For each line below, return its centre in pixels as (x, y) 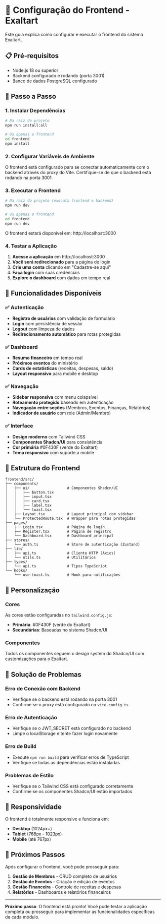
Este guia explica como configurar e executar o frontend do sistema (74, 34)
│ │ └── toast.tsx (28, 510)
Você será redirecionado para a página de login (61, 262)
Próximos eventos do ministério (45, 363)
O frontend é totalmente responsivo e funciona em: (57, 819)
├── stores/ (17, 540)
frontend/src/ (20, 480)
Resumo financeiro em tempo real (47, 358)
